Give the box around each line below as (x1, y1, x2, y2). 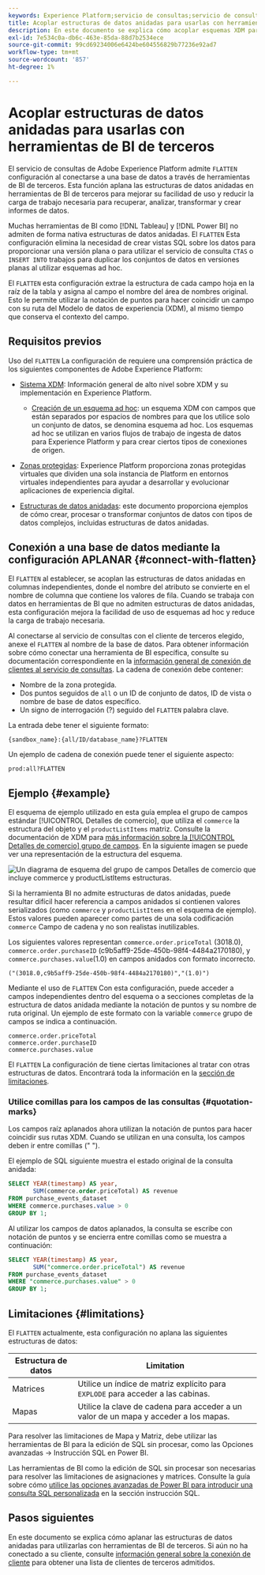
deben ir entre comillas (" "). (8, 1141, 100, 1151)
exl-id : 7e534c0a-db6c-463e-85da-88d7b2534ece (8, 33, 164, 42)
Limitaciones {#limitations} (8, 1307, 145, 1321)
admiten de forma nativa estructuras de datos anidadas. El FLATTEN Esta (8, 229, 241, 239)
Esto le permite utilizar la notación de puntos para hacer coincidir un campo (8, 295, 255, 304)
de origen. (31, 445, 65, 454)
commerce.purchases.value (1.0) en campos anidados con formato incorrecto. (8, 954, 256, 964)
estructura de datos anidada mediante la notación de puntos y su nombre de (8, 1000, 257, 1010)
